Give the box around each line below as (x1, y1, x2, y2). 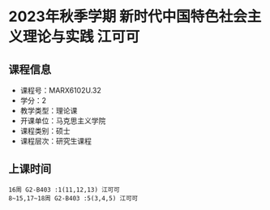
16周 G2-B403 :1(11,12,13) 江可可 (8, 186, 120, 194)
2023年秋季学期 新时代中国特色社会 (8, 7, 247, 26)
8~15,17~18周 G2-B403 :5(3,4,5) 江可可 (8, 194, 139, 203)
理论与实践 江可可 (23, 28, 140, 46)
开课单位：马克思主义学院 (19, 116, 106, 126)
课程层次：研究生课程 (19, 136, 92, 146)
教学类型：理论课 (19, 106, 78, 115)
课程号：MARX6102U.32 (19, 86, 101, 95)
